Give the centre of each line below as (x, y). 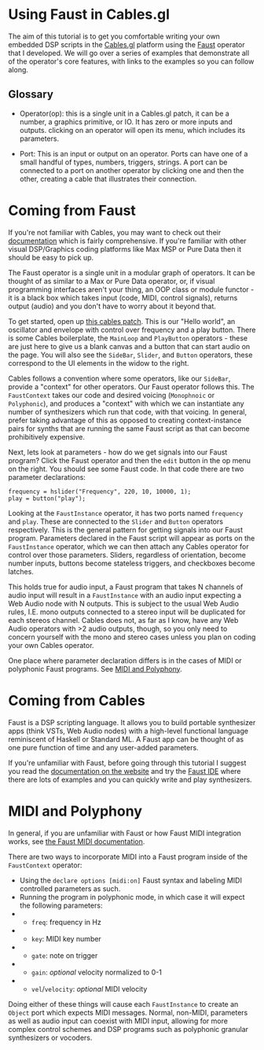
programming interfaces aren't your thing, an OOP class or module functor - (131, 289)
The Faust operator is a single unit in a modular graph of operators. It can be (132, 272)
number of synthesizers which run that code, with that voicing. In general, (128, 411)
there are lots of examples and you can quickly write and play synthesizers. (130, 779)
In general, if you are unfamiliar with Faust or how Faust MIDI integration (125, 833)
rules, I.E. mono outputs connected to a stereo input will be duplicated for (127, 612)
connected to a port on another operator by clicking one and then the (132, 170)
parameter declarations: (47, 477)
